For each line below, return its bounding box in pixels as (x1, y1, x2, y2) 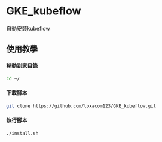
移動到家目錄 (6, 62, 38, 69)
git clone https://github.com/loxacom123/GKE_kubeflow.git (6, 103, 157, 109)
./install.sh (6, 130, 39, 136)
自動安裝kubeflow (6, 25, 50, 32)
